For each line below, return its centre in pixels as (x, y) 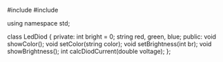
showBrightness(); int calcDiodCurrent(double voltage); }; (89, 51)
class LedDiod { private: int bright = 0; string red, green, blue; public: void (111, 37)
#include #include (33, 10)
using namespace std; (39, 23)
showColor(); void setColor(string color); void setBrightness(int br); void (109, 44)
